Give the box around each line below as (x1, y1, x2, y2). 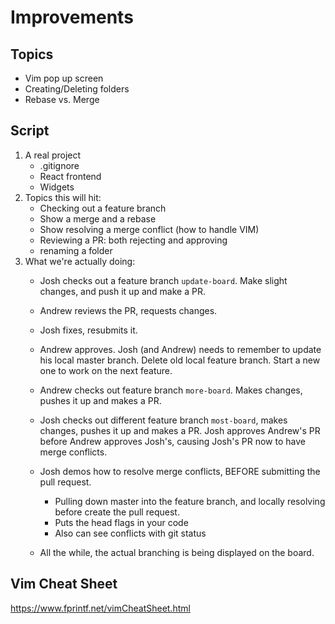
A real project (24, 149, 82, 161)
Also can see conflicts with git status (54, 527, 207, 539)
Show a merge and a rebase (39, 212, 157, 225)
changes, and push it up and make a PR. (39, 285, 206, 297)
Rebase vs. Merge (24, 94, 100, 105)
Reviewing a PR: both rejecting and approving (39, 234, 228, 246)
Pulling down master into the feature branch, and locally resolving (54, 495, 326, 507)
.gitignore (39, 159, 80, 171)
